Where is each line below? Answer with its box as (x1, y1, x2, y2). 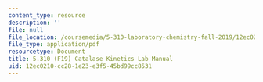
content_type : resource (8, 11, 86, 20)
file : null (8, 26, 44, 34)
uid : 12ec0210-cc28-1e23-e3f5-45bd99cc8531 (8, 62, 153, 70)
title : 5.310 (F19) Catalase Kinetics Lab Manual (8, 55, 174, 63)
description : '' (8, 19, 61, 27)
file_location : (8, 33, 58, 41)
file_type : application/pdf (8, 41, 100, 48)
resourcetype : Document (8, 48, 86, 55)
